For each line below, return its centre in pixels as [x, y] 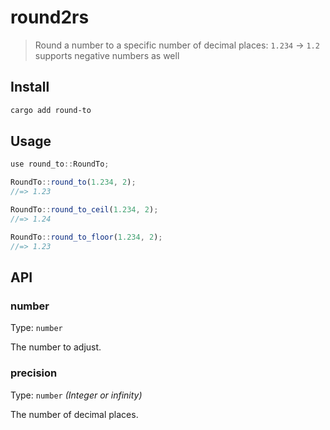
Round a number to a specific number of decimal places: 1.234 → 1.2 [177, 45]
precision [34, 373]
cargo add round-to [51, 110]
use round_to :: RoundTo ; [60, 164]
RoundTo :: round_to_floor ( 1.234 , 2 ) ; [86, 237]
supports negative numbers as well [107, 55]
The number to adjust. [56, 347]
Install [30, 87]
